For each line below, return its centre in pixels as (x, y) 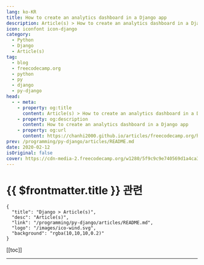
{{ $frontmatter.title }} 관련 (74, 190)
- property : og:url (42, 130)
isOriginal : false (29, 153)
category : (19, 35)
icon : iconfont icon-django (42, 29)
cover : (15, 158)
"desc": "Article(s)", (40, 218)
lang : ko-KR (21, 12)
